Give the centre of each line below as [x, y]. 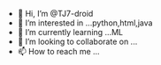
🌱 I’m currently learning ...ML [70, 32]
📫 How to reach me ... [58, 51]
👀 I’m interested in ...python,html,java [85, 23]
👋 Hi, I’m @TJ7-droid [55, 14]
